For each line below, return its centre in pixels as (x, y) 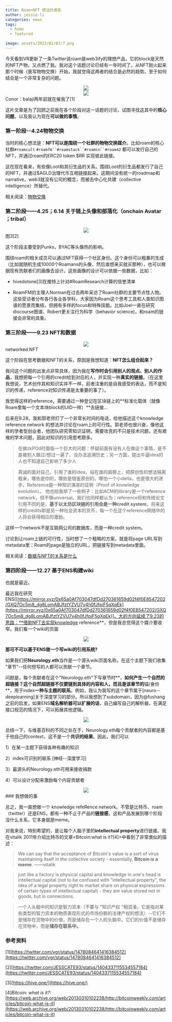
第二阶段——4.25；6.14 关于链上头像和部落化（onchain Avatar (83, 211)
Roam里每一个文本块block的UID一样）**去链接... (57, 407)
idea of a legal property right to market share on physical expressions (91, 885)
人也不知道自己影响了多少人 (47, 461)
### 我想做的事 (21, 796)
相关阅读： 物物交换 (26, 197)
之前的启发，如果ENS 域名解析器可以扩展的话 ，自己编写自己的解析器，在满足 (86, 703)
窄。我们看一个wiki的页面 (32, 629)
